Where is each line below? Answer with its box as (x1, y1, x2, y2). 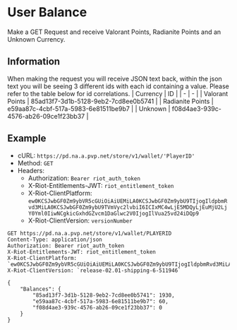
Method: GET (17, 158, 54, 167)
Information (7, 56, 61, 68)
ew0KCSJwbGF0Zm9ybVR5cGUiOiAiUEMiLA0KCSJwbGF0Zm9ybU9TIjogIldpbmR (28, 197, 228, 205)
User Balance (7, 4, 87, 20)
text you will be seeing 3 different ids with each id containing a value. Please (7, 82, 229, 90)
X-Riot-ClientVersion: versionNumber (28, 216, 133, 225)
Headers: (17, 166, 44, 175)
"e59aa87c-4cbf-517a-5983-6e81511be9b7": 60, (32, 297, 169, 305)
